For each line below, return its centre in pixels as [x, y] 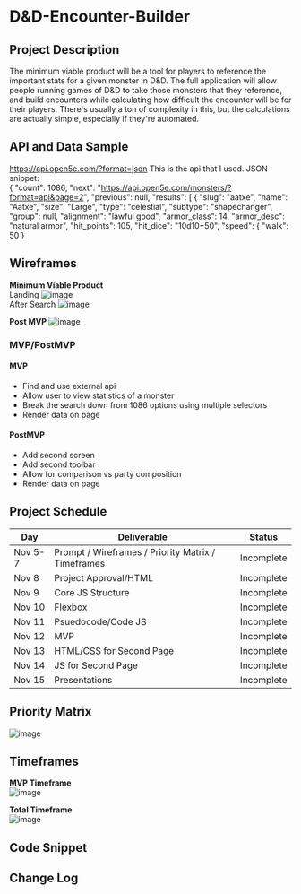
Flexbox [71, 607]
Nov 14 [30, 665]
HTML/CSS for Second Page [114, 650]
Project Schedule [58, 512]
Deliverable [143, 537]
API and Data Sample [69, 147]
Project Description [64, 50]
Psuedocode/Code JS [100, 621]
